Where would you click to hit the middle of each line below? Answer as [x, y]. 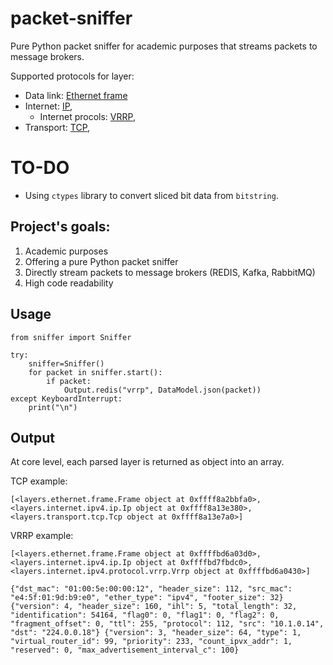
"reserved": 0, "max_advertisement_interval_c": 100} [125, 650]
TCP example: [39, 481]
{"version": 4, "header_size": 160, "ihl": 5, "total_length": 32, [154, 607]
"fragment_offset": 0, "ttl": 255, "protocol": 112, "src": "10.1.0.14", [167, 624]
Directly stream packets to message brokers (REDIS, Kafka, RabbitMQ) [170, 272]
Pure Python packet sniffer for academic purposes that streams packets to [164, 46]
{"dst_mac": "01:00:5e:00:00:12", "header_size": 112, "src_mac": [151, 589]
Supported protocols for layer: [72, 76]
